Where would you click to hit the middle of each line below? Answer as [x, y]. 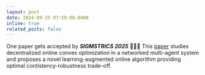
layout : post [23, 12]
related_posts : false [34, 29]
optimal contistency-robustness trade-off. [59, 66]
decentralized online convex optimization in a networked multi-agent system [103, 53]
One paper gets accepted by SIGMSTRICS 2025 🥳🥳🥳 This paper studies [98, 46]
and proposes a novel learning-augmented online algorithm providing [94, 59]
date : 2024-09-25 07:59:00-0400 [47, 18]
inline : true [23, 23]
